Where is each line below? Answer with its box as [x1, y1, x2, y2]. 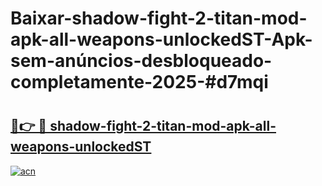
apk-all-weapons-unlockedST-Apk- [10, 28, 313, 51]
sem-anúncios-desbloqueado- [10, 50, 273, 72]
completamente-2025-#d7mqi [10, 71, 269, 94]
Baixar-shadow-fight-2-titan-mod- [10, 7, 308, 30]
